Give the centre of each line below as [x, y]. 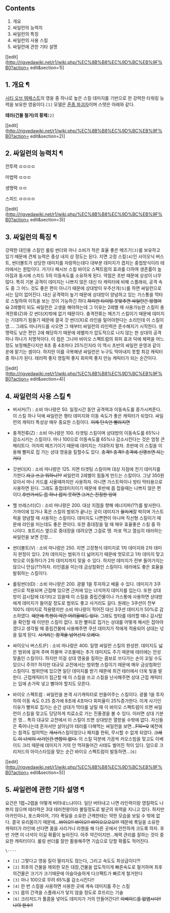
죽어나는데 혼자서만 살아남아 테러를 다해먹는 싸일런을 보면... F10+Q [83, 726]
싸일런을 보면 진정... [32, 537]
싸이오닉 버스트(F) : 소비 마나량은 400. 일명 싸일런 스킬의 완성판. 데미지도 [85, 646]
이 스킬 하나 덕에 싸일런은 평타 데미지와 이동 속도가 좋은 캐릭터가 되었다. [83, 416]
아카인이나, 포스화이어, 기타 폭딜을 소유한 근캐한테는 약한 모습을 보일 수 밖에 [80, 816]
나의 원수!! [23, 905]
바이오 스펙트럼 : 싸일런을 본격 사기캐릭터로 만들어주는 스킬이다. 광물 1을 [84, 695]
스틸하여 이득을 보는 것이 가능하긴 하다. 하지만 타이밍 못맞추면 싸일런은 [79, 301]
